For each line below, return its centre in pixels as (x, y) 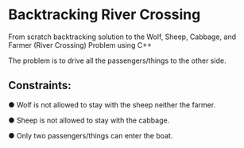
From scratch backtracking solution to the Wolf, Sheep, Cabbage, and (122, 37)
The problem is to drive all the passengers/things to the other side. (117, 60)
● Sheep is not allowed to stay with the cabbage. (89, 120)
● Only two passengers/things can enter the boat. (91, 135)
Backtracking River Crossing (105, 15)
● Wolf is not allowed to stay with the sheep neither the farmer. (112, 104)
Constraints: (40, 86)
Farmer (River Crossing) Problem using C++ (80, 45)
